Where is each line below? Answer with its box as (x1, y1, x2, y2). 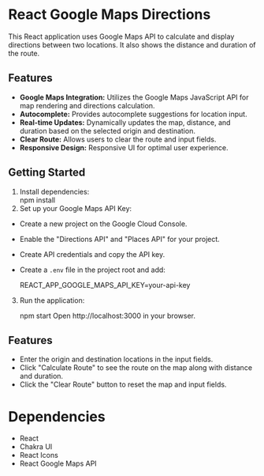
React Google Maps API (19, 459, 97, 468)
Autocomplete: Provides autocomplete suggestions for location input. (19, 109, 247, 119)
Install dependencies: (19, 187, 90, 196)
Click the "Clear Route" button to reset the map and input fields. (19, 380, 227, 389)
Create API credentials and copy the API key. (19, 249, 165, 259)
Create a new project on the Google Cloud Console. (19, 219, 188, 229)
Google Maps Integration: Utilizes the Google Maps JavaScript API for (19, 93, 249, 102)
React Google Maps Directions (8, 6, 211, 24)
